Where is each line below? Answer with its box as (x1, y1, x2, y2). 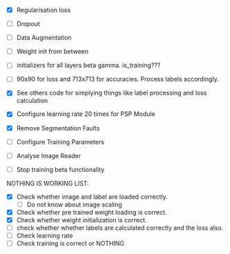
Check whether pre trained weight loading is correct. (16, 208, 167, 216)
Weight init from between (16, 48, 89, 56)
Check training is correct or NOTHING (16, 240, 125, 248)
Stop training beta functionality (16, 165, 105, 173)
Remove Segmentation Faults (16, 124, 100, 132)
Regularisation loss (16, 6, 71, 14)
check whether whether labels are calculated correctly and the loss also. (16, 224, 224, 232)
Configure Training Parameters (16, 137, 105, 146)
